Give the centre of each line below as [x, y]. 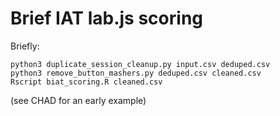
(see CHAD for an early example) [78, 100]
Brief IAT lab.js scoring [106, 18]
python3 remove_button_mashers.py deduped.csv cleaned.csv [136, 73]
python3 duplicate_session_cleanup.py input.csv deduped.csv [140, 64]
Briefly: [25, 46]
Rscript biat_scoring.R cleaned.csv [86, 82]
